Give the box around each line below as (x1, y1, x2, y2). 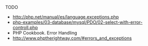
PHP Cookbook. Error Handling (12, 30, 77, 35)
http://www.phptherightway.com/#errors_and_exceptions (12, 35, 132, 41)
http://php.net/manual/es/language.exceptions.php (12, 14, 119, 19)
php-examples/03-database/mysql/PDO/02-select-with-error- (12, 19, 143, 25)
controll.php (12, 24, 38, 30)
